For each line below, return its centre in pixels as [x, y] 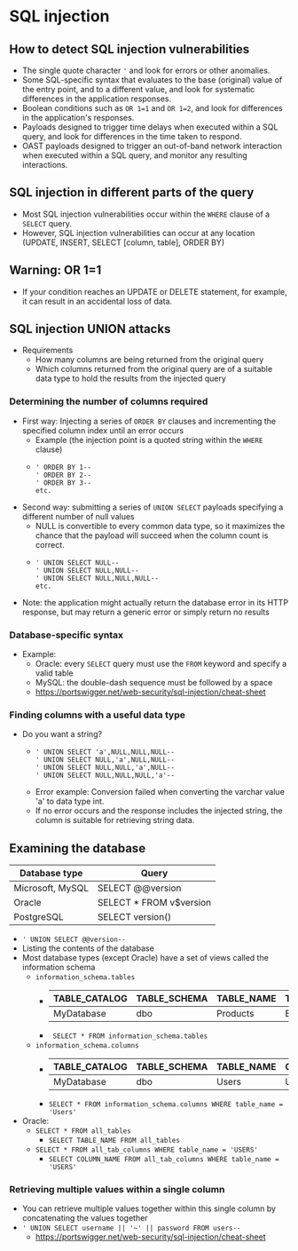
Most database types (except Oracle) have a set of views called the [145, 958]
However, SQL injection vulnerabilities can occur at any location [138, 233]
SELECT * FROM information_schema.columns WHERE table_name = [166, 1105]
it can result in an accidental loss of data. [97, 301]
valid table [54, 673]
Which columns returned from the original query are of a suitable [154, 369]
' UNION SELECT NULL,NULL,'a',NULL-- [105, 768]
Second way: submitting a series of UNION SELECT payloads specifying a [153, 507]
